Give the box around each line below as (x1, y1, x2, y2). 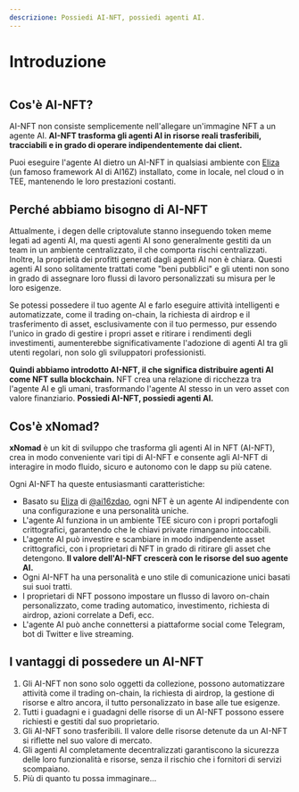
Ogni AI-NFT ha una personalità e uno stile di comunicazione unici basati (21, 572, 291, 582)
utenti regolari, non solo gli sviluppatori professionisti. (9, 347, 207, 358)
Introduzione (9, 51, 107, 71)
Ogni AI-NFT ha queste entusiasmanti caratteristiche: (9, 479, 205, 489)
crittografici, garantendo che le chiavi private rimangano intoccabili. (21, 524, 271, 535)
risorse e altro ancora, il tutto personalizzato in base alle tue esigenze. (21, 697, 281, 707)
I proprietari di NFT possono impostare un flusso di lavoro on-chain (21, 590, 270, 601)
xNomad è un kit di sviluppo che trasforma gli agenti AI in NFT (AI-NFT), (9, 442, 275, 453)
